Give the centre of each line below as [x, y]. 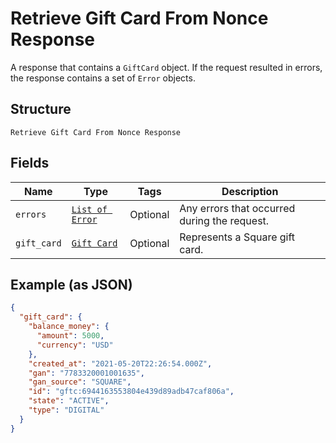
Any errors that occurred [237, 208]
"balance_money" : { [69, 327]
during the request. [224, 220]
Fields [30, 163]
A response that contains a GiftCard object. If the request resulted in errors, [166, 67]
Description [250, 191]
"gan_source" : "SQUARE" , [80, 382]
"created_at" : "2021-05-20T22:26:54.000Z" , [120, 363]
